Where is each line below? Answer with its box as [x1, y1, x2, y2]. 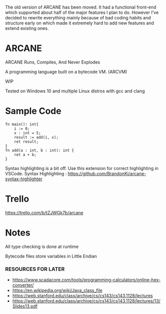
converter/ [12, 282, 34, 288]
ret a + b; [14, 152, 37, 157]
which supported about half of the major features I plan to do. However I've [5, 9, 159, 15]
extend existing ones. [5, 25, 49, 31]
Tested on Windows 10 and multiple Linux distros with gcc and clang [5, 88, 145, 94]
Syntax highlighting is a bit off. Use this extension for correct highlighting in [5, 165, 159, 171]
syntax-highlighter [5, 176, 43, 182]
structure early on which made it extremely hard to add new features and [5, 20, 155, 26]
